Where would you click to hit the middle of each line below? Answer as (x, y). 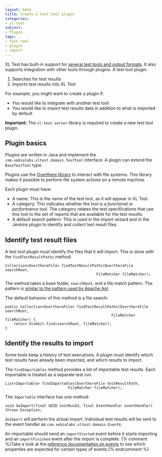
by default (22, 113)
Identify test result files (41, 240)
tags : (10, 37)
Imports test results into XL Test (44, 84)
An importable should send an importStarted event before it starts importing (81, 434)
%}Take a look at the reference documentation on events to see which (75, 444)
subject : (14, 28)
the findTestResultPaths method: (38, 257)
